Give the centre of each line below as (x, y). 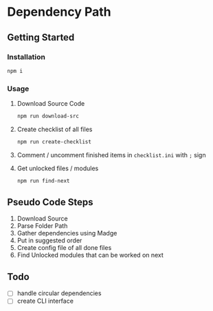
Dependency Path (59, 12)
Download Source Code (51, 104)
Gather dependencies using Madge (67, 233)
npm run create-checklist (54, 141)
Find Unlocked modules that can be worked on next (90, 255)
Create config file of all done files (64, 248)
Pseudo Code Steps (50, 202)
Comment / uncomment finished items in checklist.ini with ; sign (111, 154)
